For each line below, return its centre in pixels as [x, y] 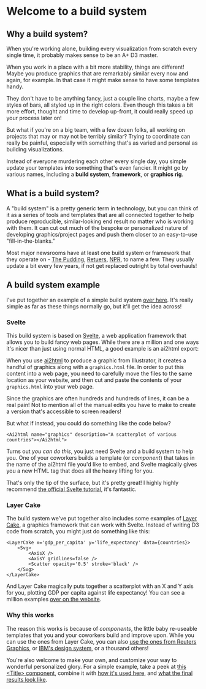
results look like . [27, 679]
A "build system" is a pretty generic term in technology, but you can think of [102, 208]
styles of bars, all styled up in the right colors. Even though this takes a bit [100, 105]
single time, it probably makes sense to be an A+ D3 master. [82, 55]
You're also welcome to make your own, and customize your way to [92, 660]
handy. [15, 86]
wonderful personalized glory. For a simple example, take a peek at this [97, 666]
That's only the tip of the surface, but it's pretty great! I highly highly [93, 482]
